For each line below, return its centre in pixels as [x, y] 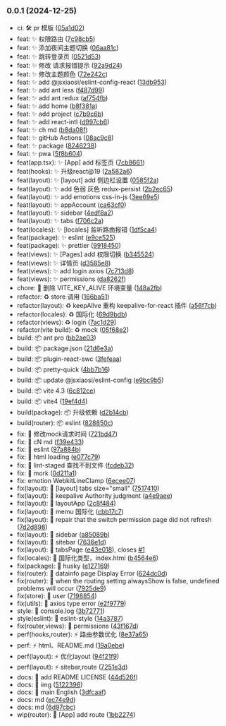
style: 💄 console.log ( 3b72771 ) [61, 611]
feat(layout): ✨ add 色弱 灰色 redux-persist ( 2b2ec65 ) [95, 189]
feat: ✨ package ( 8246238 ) [57, 145]
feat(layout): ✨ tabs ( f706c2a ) [60, 220]
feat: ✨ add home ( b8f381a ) [57, 106]
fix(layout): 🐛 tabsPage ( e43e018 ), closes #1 [81, 549]
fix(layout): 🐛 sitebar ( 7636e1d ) [62, 542]
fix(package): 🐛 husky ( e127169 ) [63, 566]
